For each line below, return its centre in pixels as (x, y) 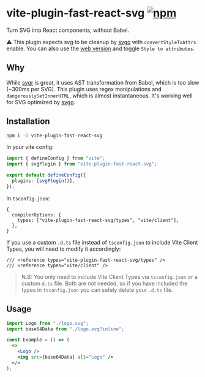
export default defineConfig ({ (46, 175)
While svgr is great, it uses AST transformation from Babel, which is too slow (103, 82)
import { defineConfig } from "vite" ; (56, 158)
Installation (28, 122)
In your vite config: (30, 147)
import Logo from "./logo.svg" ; (47, 323)
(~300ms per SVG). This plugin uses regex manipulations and (84, 89)
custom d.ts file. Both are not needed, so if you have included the (104, 283)
